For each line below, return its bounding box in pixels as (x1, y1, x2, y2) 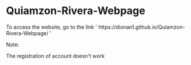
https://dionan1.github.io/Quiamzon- (98, 23, 185, 30)
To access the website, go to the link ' (6, 23, 98, 30)
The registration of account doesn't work (6, 52, 105, 59)
